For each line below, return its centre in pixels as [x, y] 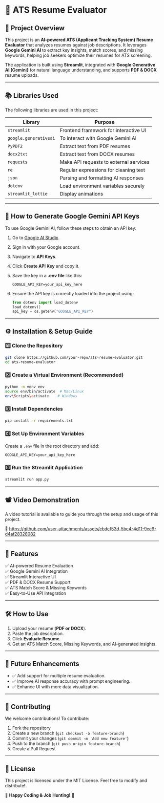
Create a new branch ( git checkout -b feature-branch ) [68, 733]
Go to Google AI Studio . [36, 238]
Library [31, 122]
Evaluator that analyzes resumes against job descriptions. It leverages [76, 45]
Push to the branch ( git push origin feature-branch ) [66, 744]
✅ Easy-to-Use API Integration [36, 593]
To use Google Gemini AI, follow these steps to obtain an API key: [71, 228]
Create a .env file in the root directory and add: [52, 446]
